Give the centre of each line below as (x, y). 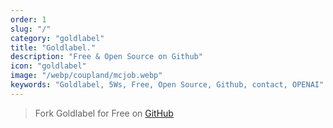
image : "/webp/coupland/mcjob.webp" (86, 76)
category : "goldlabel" (57, 38)
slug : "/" (31, 29)
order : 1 (28, 19)
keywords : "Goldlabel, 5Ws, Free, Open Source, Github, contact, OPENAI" (167, 85)
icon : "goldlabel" (48, 66)
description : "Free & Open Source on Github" (106, 57)
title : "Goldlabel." (53, 47)
